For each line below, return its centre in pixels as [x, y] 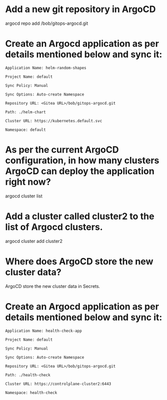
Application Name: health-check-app [44, 331]
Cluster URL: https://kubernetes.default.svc [54, 121]
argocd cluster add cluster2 [34, 241]
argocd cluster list [24, 196]
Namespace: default [26, 130]
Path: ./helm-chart [26, 112]
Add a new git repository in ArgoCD [80, 9]
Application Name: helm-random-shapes [46, 68]
